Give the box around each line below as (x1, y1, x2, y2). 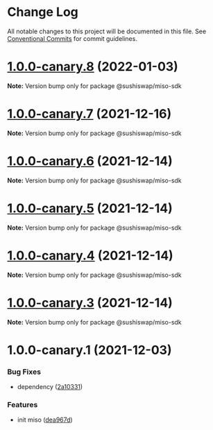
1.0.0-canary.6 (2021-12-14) (7, 153, 173, 169)
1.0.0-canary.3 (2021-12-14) (7, 295, 173, 311)
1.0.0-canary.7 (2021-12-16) (7, 106, 172, 122)
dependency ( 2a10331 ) (17, 383, 83, 391)
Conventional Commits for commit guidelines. (7, 34, 137, 42)
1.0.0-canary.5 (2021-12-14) (7, 200, 173, 216)
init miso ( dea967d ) (17, 415, 73, 424)
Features (7, 399, 38, 409)
